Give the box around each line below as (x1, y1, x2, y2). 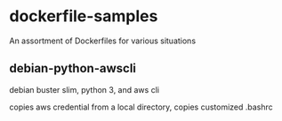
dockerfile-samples (9, 6, 158, 26)
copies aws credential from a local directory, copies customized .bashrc (9, 102, 273, 112)
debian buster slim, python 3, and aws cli (9, 84, 160, 95)
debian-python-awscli (9, 61, 136, 76)
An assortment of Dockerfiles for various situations (9, 35, 197, 46)
